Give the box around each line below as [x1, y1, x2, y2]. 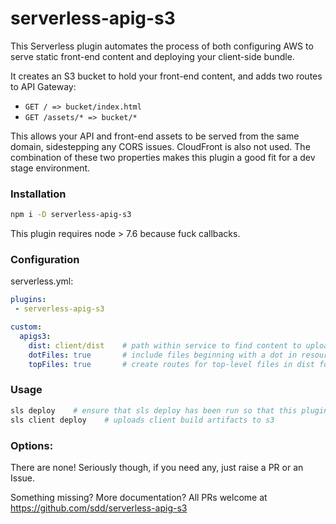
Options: [10, 438, 54, 452]
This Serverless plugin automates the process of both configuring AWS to [10, 40, 314, 52]
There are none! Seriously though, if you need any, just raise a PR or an [10, 461, 304, 473]
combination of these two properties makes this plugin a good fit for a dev [10, 151, 316, 163]
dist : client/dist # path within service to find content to [28, 340, 302, 351]
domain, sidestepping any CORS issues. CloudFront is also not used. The [10, 140, 311, 152]
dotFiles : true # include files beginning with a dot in [28, 350, 298, 360]
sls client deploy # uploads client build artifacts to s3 [10, 415, 275, 425]
